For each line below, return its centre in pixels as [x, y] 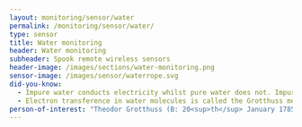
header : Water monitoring [58, 51]
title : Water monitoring [56, 42]
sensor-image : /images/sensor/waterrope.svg [94, 76]
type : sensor [34, 34]
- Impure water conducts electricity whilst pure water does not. [144, 92]
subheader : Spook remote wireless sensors [90, 59]
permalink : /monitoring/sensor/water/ [82, 26]
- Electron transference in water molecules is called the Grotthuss [150, 101]
